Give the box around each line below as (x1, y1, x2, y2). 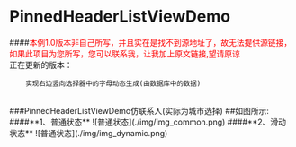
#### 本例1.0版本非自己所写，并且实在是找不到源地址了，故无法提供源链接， (9, 37, 292, 48)
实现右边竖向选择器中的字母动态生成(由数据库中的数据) (25, 79, 202, 88)
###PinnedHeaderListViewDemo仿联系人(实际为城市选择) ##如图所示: (9, 105, 270, 116)
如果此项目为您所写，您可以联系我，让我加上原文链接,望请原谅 (9, 48, 241, 59)
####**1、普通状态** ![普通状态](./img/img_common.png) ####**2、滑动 (9, 117, 286, 127)
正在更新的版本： (9, 59, 73, 70)
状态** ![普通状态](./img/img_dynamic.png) (9, 127, 168, 138)
